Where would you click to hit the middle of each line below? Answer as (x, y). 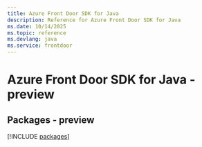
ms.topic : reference (37, 33)
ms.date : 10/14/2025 (37, 26)
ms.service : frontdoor (40, 46)
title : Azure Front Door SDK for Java (63, 13)
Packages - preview (51, 120)
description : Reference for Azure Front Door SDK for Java (94, 20)
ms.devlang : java (32, 39)
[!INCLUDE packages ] (38, 136)
